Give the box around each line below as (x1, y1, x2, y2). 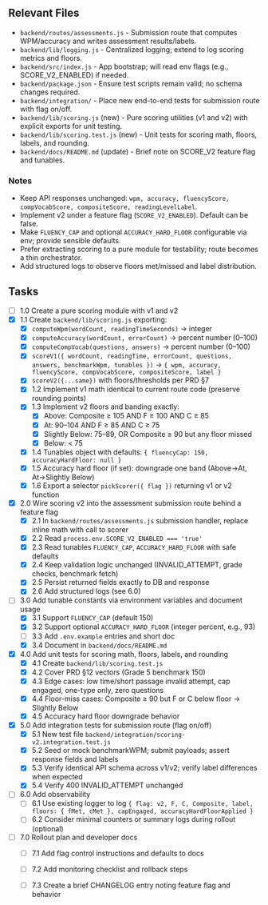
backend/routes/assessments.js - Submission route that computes (19, 27, 238, 37)
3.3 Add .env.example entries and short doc (31, 631, 175, 641)
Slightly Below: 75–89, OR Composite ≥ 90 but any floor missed (43, 429, 253, 438)
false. (19, 219, 38, 229)
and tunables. (19, 155, 65, 165)
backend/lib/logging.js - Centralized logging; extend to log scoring (19, 44, 245, 54)
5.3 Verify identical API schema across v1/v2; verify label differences (31, 763, 258, 773)
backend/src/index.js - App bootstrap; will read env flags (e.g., (19, 62, 229, 71)
